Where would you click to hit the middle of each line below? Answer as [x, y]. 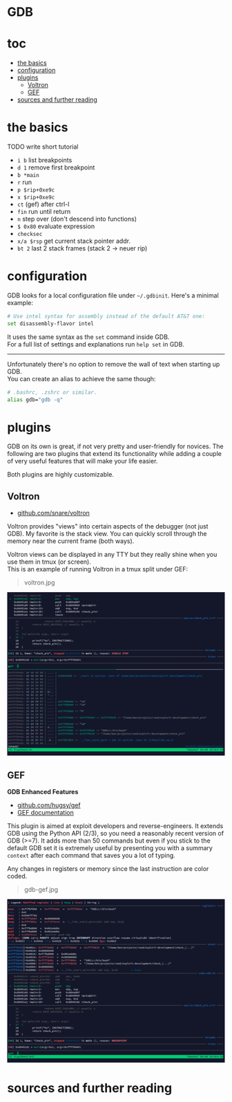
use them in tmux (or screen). [49, 562]
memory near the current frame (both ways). [71, 541]
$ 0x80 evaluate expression [56, 226]
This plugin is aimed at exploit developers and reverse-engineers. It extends [115, 826]
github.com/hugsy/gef [49, 805]
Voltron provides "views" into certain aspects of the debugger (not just [108, 526]
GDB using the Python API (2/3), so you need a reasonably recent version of [116, 834]
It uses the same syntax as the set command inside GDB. [88, 337]
